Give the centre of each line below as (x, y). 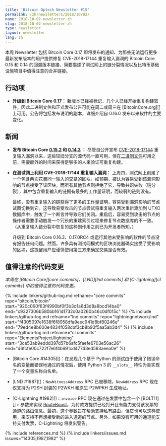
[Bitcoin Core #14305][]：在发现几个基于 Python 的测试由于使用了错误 (84, 359)
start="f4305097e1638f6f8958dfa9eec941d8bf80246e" (62, 322)
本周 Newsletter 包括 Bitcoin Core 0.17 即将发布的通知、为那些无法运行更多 (81, 52)
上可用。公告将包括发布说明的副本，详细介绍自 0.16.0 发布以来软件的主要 (87, 113)
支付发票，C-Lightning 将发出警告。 (53, 423)
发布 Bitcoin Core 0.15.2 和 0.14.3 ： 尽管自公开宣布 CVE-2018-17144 (83, 149)
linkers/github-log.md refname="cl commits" (51, 333)
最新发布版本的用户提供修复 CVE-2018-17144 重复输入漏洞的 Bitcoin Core (80, 58)
